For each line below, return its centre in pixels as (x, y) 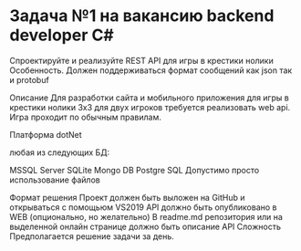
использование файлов (55, 180)
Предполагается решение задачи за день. (92, 236)
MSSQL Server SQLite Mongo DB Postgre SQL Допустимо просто (135, 170)
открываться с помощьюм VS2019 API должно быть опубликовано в (143, 207)
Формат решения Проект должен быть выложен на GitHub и (127, 197)
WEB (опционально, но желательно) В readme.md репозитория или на (146, 216)
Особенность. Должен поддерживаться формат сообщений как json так (151, 70)
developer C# (62, 35)
